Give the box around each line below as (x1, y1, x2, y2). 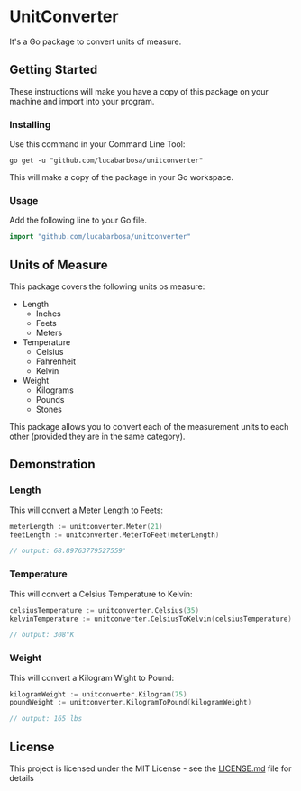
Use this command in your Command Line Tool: (9, 139, 186, 150)
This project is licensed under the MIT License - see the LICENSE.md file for (9, 763, 292, 774)
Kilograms (35, 385, 74, 395)
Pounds (35, 395, 65, 405)
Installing (9, 118, 51, 131)
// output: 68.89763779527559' (9, 547, 127, 556)
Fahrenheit (35, 356, 77, 367)
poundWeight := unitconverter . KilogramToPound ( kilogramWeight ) (9, 698, 252, 707)
